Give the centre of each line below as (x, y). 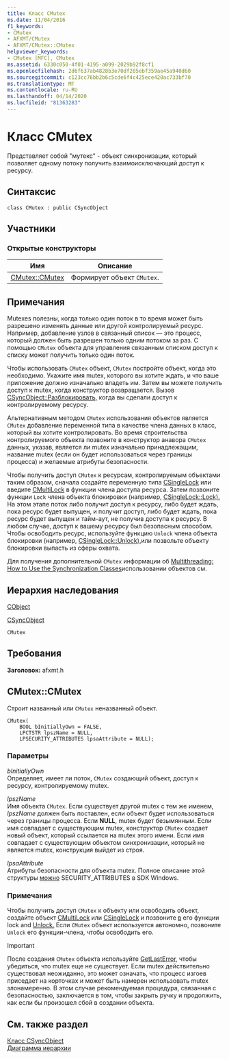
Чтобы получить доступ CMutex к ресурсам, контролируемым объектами (114, 475)
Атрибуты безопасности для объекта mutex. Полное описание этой (106, 870)
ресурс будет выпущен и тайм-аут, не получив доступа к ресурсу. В (107, 519)
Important (21, 946)
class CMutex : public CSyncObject (58, 208)
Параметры (28, 756)
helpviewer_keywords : (38, 52)
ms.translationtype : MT (41, 84)
